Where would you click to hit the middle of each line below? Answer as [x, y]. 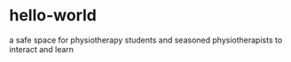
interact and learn [41, 49]
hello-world [53, 15]
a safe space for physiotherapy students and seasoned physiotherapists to [146, 40]
